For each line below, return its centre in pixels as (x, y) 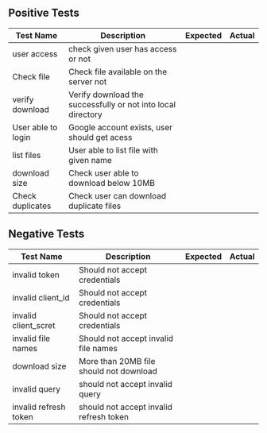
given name (91, 160)
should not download (118, 371)
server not (88, 81)
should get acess (101, 137)
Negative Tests (46, 234)
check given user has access (123, 48)
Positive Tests (44, 13)
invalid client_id (41, 297)
